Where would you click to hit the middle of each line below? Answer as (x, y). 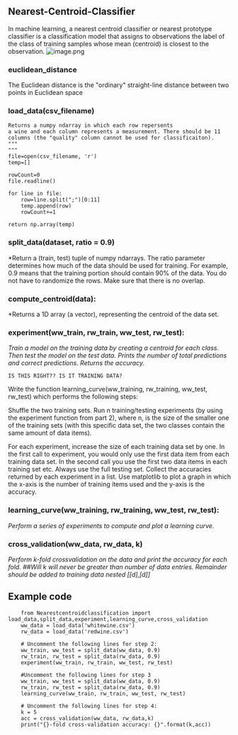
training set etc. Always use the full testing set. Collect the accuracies (110, 469)
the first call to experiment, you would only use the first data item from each (119, 454)
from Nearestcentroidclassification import (86, 613)
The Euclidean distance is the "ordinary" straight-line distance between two (119, 85)
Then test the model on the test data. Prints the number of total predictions (118, 355)
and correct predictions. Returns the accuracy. (76, 363)
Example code (40, 597)
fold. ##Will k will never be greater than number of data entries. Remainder (118, 566)
